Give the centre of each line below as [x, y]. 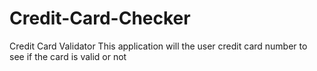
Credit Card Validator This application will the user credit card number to [158, 46]
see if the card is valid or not [68, 56]
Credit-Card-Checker [100, 18]
